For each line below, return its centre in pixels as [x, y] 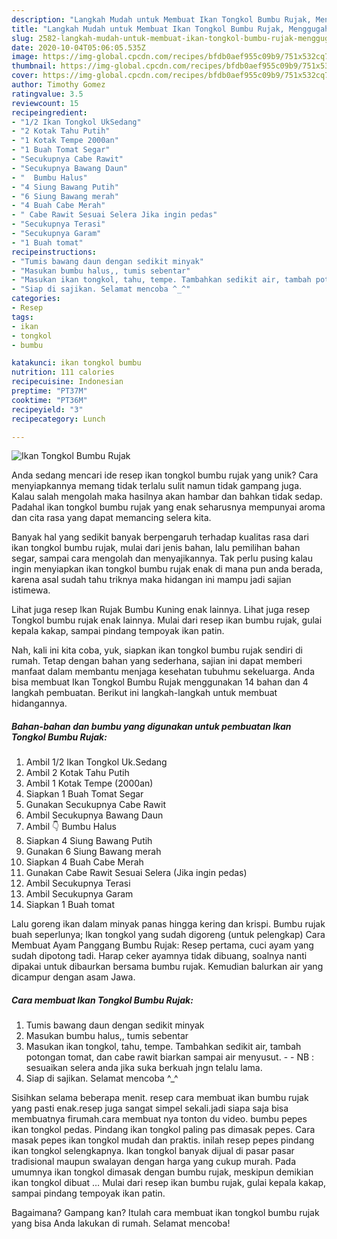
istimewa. [31, 590]
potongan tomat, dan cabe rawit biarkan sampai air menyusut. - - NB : [170, 1057]
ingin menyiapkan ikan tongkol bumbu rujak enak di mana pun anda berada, [167, 569]
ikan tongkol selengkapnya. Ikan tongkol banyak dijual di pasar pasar [153, 1151]
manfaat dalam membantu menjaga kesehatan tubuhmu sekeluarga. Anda [163, 672]
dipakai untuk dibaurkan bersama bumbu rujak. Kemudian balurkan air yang [167, 967]
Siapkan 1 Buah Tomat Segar [84, 794]
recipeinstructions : [54, 252]
